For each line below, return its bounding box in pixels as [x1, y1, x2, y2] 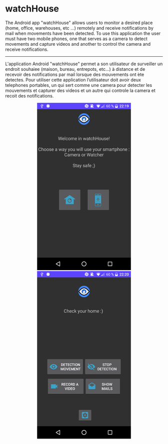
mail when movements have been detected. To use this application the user [5, 30, 161, 36]
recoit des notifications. [5, 92, 54, 98]
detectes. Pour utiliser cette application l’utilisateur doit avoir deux [5, 76, 141, 83]
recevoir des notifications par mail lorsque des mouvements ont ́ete [5, 71, 144, 77]
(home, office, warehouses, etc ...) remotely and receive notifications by [5, 25, 154, 31]
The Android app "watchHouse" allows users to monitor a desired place [5, 20, 153, 26]
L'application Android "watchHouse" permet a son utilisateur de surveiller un [5, 61, 163, 67]
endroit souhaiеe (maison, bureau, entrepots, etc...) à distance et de [5, 66, 145, 72]
